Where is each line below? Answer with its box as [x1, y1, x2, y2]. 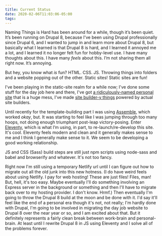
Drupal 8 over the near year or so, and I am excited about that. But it [5, 210, 141, 216]
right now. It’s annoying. [5, 60, 53, 66]
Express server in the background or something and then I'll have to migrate [5, 185, 156, 190]
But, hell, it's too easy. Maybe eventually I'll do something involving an [5, 179, 145, 185]
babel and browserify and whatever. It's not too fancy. [5, 155, 113, 160]
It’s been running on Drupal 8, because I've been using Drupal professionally [5, 34, 158, 40]
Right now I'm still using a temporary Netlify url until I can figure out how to [5, 164, 154, 170]
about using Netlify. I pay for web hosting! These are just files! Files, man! [5, 174, 151, 180]
